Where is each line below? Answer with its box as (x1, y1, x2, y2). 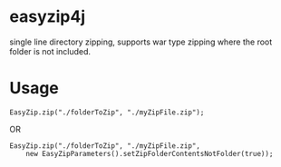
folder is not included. (9, 45, 92, 56)
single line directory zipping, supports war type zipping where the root (9, 36, 273, 47)
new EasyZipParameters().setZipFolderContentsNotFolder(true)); (25, 149, 274, 158)
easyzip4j (9, 6, 86, 27)
